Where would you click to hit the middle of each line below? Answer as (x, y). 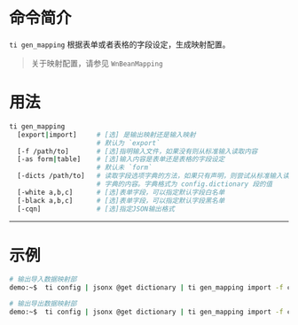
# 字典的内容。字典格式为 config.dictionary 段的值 (184, 184)
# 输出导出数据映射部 (43, 304)
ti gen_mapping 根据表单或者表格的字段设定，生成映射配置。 (120, 44)
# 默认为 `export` (128, 143)
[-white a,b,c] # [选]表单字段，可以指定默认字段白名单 (121, 192)
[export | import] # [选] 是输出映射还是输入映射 (107, 135)
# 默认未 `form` (124, 168)
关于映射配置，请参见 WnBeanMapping (97, 63)
